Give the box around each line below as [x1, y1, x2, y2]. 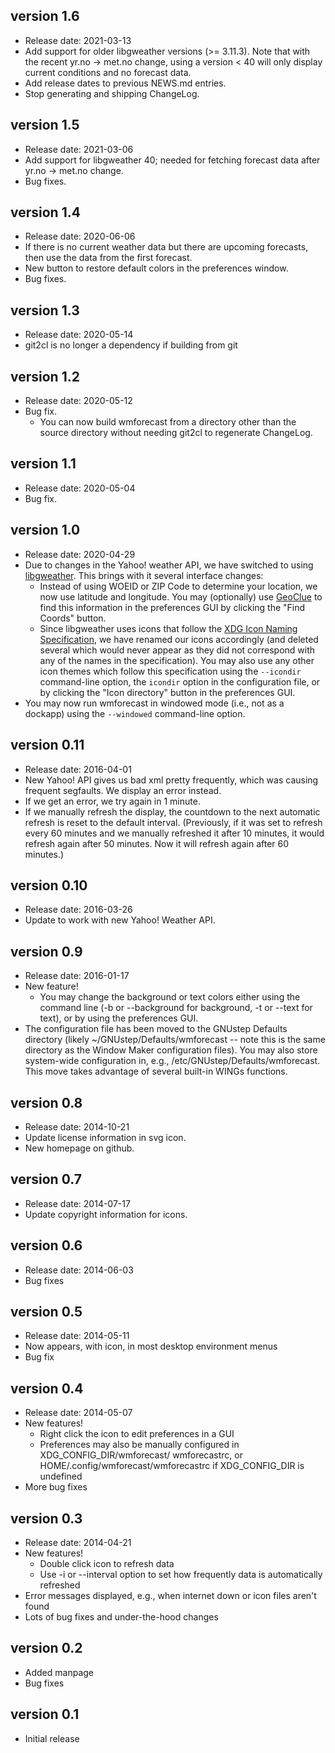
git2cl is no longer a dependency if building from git [24, 339, 238, 351]
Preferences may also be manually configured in [39, 1439, 240, 1451]
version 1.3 [10, 302, 80, 319]
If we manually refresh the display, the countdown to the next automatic [24, 805, 321, 818]
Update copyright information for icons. [24, 1208, 188, 1220]
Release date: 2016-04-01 [24, 763, 132, 775]
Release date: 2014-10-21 [24, 1120, 130, 1133]
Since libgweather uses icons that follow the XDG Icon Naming [39, 622, 298, 634]
